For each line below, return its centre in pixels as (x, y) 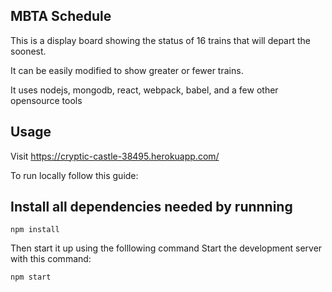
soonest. (28, 51)
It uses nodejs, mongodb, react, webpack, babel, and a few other (144, 90)
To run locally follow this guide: (74, 175)
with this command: (51, 259)
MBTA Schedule (61, 16)
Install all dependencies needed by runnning (151, 207)
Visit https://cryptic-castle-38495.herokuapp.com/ (115, 156)
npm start (31, 277)
